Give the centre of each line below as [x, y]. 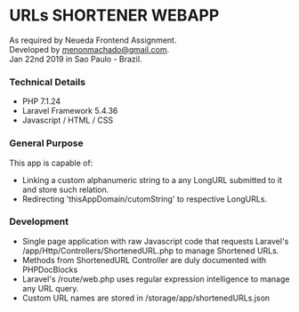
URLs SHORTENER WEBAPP [114, 16]
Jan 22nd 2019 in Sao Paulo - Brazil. [76, 59]
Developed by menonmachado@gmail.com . [89, 49]
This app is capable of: [51, 163]
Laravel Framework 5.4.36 [70, 111]
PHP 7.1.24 [41, 101]
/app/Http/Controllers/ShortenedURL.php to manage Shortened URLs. [150, 251]
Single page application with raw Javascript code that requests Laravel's [155, 241]
